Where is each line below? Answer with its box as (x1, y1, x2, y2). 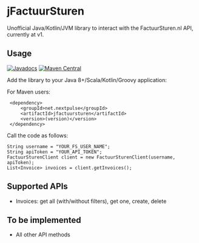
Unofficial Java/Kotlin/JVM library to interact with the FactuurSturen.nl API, (7, 24, 194, 32)
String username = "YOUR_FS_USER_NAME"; (7, 143, 111, 149)
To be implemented (7, 214, 81, 225)
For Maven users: (7, 88, 51, 95)
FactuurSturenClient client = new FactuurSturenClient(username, (7, 154, 175, 160)
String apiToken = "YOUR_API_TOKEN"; (7, 149, 103, 155)
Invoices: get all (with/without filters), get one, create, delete (15, 197, 167, 205)
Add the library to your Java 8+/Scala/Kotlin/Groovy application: (7, 76, 167, 83)
